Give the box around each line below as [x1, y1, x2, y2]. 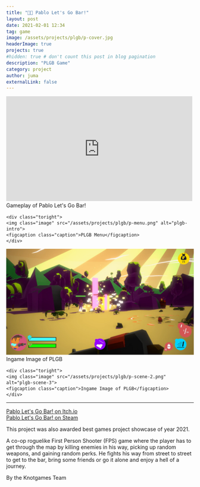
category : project [6, 66, 52, 72]
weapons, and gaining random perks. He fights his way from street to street [6, 449, 192, 457]
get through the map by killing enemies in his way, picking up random [6, 443, 177, 451]
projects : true [6, 48, 44, 54]
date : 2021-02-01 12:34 [6, 22, 65, 28]
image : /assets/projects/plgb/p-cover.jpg [6, 35, 113, 41]
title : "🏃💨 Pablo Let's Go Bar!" [6, 10, 89, 16]
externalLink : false [6, 79, 58, 85]
